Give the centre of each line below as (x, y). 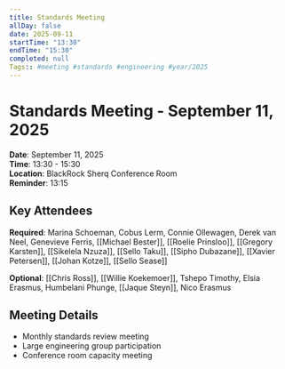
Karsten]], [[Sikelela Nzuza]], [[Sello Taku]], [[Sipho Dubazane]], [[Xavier (142, 251)
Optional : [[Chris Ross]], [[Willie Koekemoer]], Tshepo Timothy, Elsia (135, 277)
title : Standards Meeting (57, 17)
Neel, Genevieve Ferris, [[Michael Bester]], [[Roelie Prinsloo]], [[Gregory (141, 242)
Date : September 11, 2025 (56, 154)
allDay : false (36, 26)
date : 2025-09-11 (41, 34)
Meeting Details (54, 315)
